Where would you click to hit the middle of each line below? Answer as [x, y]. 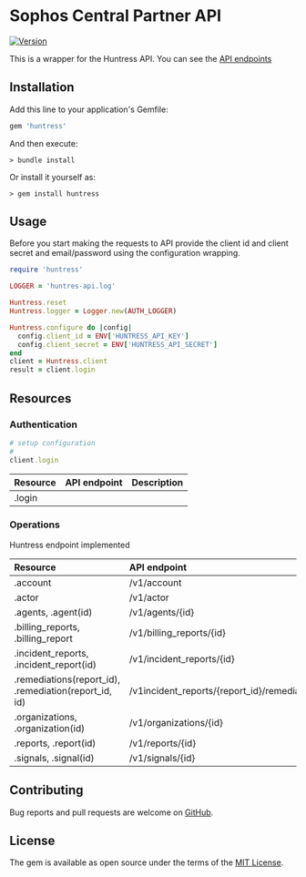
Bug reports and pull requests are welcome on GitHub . [112, 812]
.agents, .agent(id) [53, 612]
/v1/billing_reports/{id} [177, 632]
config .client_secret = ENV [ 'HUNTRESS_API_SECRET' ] [118, 344]
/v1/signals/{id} [162, 758]
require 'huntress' [46, 270]
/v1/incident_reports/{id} [182, 658]
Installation [42, 87]
